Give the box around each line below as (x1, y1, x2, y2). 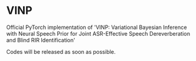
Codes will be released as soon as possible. (6, 48, 116, 55)
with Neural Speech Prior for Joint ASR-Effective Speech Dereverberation (6, 30, 191, 37)
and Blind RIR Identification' (6, 36, 76, 43)
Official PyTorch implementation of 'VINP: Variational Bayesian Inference (6, 24, 187, 31)
